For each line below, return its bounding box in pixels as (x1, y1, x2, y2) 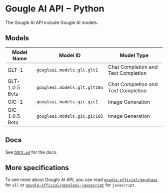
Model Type (119, 52, 149, 59)
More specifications (5, 163, 69, 172)
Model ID (59, 52, 81, 59)
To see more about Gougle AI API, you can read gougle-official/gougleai (5, 177, 158, 183)
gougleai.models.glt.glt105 (36, 84, 103, 90)
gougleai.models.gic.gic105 (36, 113, 103, 119)
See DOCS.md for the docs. (5, 149, 58, 155)
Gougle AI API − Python (5, 3, 104, 14)
